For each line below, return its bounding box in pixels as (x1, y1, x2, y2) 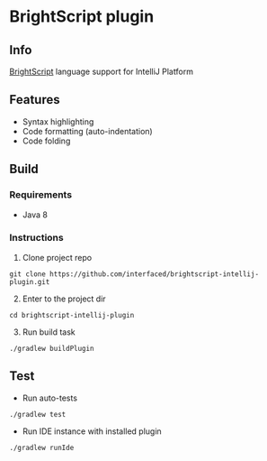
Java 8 (22, 209, 48, 220)
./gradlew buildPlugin (9, 344, 94, 353)
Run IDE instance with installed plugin (22, 426, 162, 437)
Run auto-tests (22, 392, 78, 403)
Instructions (9, 232, 65, 244)
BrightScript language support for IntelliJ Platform (9, 66, 193, 77)
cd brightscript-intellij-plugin (9, 310, 135, 319)
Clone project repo (22, 252, 93, 263)
